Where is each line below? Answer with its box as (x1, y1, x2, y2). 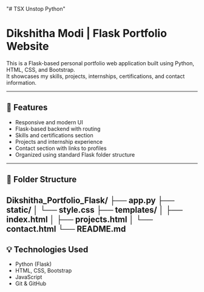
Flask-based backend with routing (15, 125, 101, 132)
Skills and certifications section (15, 131, 93, 139)
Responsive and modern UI (15, 118, 83, 126)
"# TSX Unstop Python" (6, 5, 66, 12)
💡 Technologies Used (6, 244, 89, 255)
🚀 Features (6, 102, 48, 113)
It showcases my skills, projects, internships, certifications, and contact (6, 73, 185, 80)
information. (6, 79, 37, 86)
